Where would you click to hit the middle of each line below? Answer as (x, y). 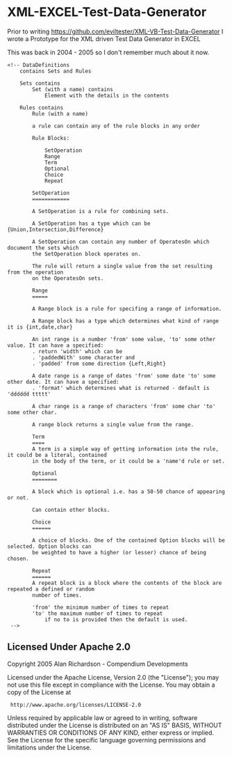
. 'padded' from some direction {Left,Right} (99, 364)
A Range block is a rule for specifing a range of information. (127, 309)
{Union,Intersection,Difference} (56, 229)
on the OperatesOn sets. (68, 278)
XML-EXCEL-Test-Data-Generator (107, 12)
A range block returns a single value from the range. (113, 424)
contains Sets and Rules (56, 71)
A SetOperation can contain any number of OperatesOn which (121, 242)
